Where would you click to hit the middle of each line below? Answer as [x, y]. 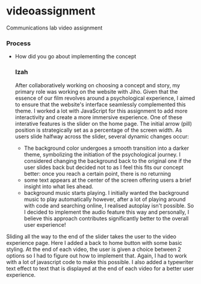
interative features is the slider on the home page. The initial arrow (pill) [104, 123]
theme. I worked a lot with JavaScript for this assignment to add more [101, 111]
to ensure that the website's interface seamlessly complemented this [100, 104]
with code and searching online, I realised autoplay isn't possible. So [109, 205]
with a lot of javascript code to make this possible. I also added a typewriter [100, 262]
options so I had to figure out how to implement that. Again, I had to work [97, 255]
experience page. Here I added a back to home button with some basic [94, 242]
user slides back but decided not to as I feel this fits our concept [104, 167]
